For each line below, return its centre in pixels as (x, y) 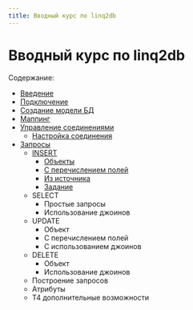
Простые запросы (75, 203)
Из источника (67, 178)
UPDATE (46, 220)
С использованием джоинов (92, 246)
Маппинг (35, 119)
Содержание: (31, 78)
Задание (58, 187)
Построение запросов (70, 280)
